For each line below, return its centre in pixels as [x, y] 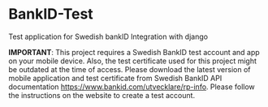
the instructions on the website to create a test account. [102, 95]
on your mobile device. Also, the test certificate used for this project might [133, 61]
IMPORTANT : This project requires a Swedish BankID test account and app [134, 52]
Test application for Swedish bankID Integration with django [108, 36]
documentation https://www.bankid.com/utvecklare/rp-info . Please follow [132, 87]
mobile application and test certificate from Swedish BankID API [115, 78]
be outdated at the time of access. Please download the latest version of [130, 69]
